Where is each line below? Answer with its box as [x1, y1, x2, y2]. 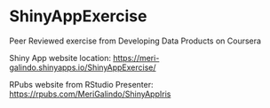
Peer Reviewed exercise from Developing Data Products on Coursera [9, 35, 262, 46]
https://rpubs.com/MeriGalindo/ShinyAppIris [9, 89, 171, 99]
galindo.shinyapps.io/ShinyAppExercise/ [9, 62, 157, 73]
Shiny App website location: [9, 52, 111, 63]
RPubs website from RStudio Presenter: [9, 79, 154, 89]
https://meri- [112, 52, 160, 63]
